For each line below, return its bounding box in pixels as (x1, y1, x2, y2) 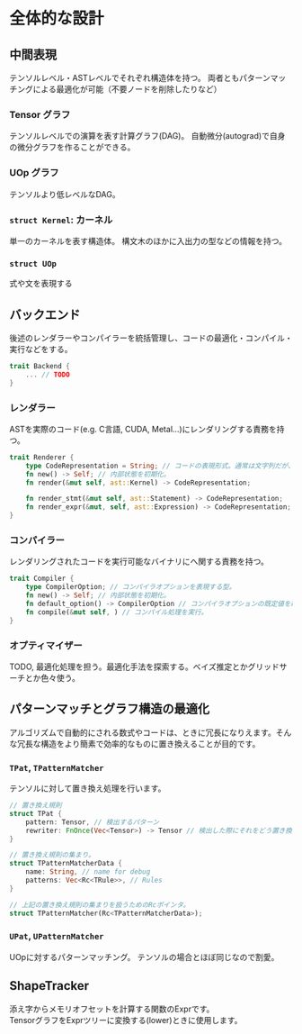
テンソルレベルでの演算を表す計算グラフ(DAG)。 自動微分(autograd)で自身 (9, 131, 286, 141)
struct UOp (9, 258, 57, 268)
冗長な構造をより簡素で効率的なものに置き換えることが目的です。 (16, 738, 261, 748)
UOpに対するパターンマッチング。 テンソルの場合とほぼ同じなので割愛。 (9, 951, 280, 962)
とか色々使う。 (24, 672, 81, 683)
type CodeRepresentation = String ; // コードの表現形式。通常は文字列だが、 (25, 461, 295, 470)
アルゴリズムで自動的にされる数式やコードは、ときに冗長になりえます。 (9, 727, 276, 738)
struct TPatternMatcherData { (9, 859, 123, 868)
